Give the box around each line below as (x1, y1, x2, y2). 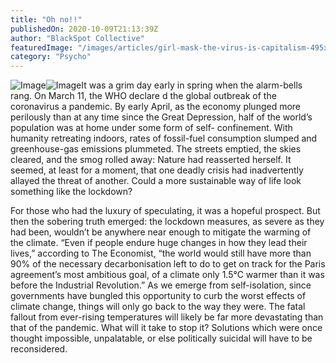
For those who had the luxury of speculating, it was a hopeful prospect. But (10, 205, 321, 217)
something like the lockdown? (10, 186, 133, 198)
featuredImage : (10, 42, 74, 53)
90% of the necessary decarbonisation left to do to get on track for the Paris (10, 258, 326, 270)
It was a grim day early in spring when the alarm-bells (81, 79, 303, 91)
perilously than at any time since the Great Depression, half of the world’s (10, 111, 313, 123)
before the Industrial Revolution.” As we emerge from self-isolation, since (10, 279, 312, 291)
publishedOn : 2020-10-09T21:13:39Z (10, 24, 159, 34)
